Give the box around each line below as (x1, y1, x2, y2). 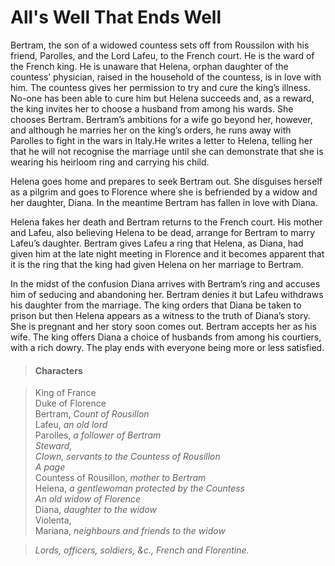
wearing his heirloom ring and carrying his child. (10, 156, 210, 168)
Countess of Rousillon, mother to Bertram (34, 472, 207, 484)
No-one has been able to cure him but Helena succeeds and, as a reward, (10, 92, 315, 104)
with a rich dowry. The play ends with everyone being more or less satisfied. (10, 341, 325, 353)
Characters (34, 364, 83, 376)
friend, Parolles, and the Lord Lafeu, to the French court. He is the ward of (10, 49, 315, 61)
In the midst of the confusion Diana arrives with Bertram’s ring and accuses (10, 277, 321, 290)
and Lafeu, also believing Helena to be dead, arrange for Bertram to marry (10, 226, 316, 238)
